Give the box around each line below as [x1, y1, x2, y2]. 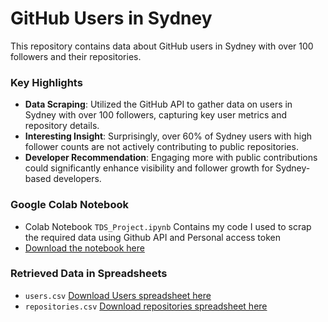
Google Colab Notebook [10, 198, 129, 212]
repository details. [24, 120, 100, 132]
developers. [53, 173, 102, 185]
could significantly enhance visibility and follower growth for [24, 162, 274, 174]
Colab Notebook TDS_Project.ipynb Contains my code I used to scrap [24, 220, 312, 232]
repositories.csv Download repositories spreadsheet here [24, 300, 268, 312]
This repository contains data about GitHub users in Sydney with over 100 [10, 40, 314, 52]
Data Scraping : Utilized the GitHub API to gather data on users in [24, 98, 293, 111]
